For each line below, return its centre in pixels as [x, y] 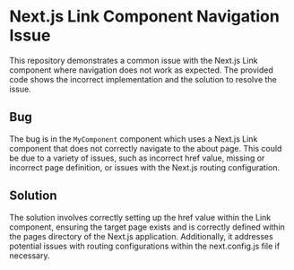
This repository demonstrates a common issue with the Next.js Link [134, 60]
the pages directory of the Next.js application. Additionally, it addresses [141, 236]
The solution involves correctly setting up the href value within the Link [140, 217]
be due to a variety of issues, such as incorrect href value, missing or [137, 158]
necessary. [30, 255]
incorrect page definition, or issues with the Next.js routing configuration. [145, 167]
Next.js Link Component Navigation [144, 17]
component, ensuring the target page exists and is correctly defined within [147, 227]
